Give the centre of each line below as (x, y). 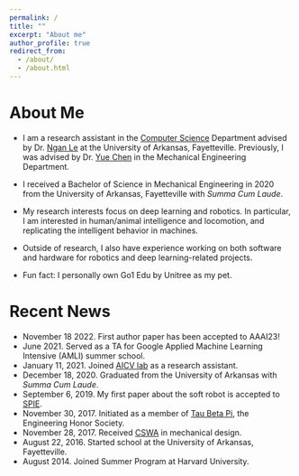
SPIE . (32, 404)
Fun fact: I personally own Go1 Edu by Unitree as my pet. (127, 275)
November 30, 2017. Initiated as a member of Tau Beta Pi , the (136, 413)
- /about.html (44, 69)
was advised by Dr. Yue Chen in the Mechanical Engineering (134, 157)
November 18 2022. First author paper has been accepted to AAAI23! (151, 336)
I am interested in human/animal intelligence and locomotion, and (143, 220)
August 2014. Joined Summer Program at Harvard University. (136, 461)
